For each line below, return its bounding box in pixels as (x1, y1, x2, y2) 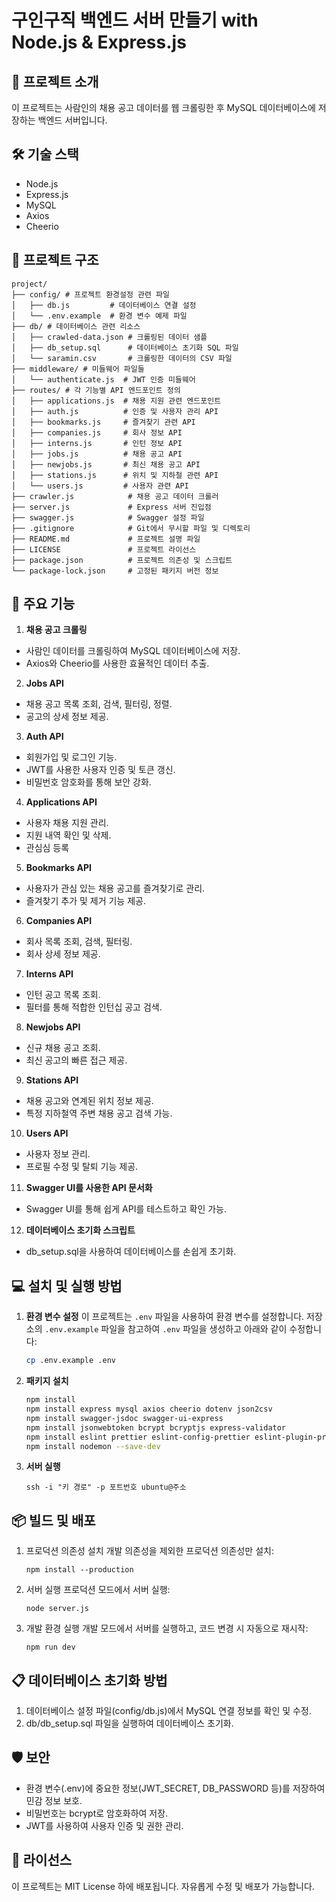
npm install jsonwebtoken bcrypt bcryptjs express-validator (25, 1422, 287, 1433)
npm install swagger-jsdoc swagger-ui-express (25, 1413, 224, 1423)
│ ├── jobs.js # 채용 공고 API (11, 449, 183, 459)
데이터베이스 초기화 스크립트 (25, 1224, 136, 1236)
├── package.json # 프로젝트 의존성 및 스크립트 (11, 555, 233, 565)
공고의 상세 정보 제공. (25, 711, 109, 723)
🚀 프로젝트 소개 (11, 73, 99, 90)
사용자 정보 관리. (25, 1148, 91, 1160)
